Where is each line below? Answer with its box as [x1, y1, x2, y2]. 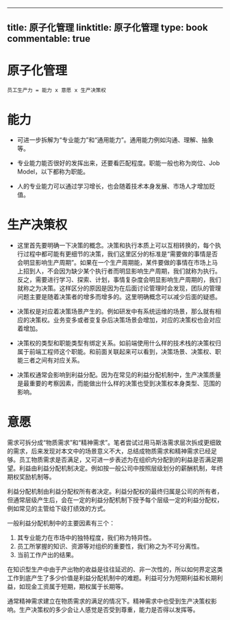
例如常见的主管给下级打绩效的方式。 [7, 505, 110, 513]
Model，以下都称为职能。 [16, 167, 89, 176]
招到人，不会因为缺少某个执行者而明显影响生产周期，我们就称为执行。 [23, 267, 221, 275]
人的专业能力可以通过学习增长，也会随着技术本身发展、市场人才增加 [16, 182, 209, 191]
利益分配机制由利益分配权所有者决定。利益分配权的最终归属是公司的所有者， [7, 488, 223, 496]
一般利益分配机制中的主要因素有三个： [7, 519, 115, 527]
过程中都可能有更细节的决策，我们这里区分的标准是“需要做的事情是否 [23, 250, 218, 258]
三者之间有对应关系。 [23, 356, 84, 364]
